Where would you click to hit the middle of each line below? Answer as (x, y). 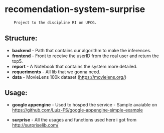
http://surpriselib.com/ (35, 125)
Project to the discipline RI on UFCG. (55, 23)
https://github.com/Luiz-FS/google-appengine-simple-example (77, 110)
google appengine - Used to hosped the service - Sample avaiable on (85, 105)
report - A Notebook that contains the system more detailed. (74, 66)
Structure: (21, 38)
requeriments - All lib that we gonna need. (56, 72)
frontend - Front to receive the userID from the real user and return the (85, 56)
